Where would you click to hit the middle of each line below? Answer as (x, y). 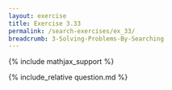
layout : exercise (38, 16)
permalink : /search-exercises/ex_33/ (72, 31)
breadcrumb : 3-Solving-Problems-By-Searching (86, 39)
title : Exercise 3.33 (45, 24)
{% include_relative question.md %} (68, 77)
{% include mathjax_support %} (61, 62)
